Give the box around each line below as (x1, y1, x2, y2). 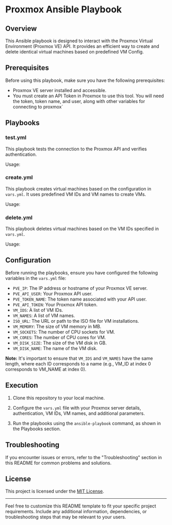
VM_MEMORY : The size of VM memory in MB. (12, 323, 101, 329)
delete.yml (5, 214, 33, 221)
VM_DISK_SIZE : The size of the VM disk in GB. (12, 340, 107, 346)
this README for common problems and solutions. (5, 460, 112, 466)
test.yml (5, 134, 27, 141)
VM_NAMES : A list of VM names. (12, 312, 75, 319)
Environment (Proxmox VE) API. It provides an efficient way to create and (5, 43, 160, 49)
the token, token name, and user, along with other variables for (12, 98, 145, 104)
